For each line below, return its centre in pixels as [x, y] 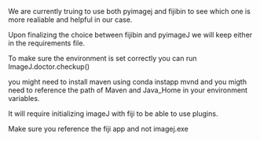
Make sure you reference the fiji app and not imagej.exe [98, 129]
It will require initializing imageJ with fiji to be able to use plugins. [113, 114]
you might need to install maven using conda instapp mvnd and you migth [128, 82]
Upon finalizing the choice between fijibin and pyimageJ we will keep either [130, 35]
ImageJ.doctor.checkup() [49, 67]
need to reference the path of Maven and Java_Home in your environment [128, 90]
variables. [24, 98]
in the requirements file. [46, 43]
